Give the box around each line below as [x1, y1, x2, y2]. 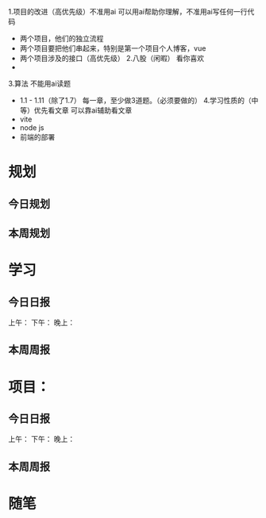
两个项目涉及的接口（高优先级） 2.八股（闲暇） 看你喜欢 [19, 54, 205, 63]
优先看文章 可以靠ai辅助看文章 [33, 106, 133, 115]
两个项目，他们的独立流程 [19, 34, 104, 43]
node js [19, 123, 44, 132]
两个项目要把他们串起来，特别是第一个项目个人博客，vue [19, 44, 206, 53]
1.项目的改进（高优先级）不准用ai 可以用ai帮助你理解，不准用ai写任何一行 [8, 7, 248, 16]
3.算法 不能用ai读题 [8, 79, 71, 88]
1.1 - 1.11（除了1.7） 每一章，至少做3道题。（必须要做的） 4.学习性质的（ [19, 96, 252, 105]
